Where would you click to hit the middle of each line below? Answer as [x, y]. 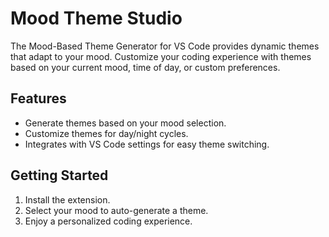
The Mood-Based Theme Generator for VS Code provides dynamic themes [165, 46]
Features [38, 98]
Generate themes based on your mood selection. [125, 123]
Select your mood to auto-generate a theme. [116, 210]
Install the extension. [67, 199]
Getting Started [59, 175]
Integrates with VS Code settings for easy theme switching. [147, 144]
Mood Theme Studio [96, 18]
